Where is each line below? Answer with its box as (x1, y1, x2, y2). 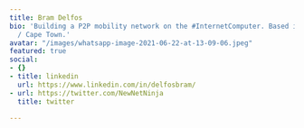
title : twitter (17, 96, 75, 106)
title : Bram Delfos (9, 13, 83, 23)
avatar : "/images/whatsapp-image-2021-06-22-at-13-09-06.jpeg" (9, 38, 253, 48)
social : (9, 55, 39, 64)
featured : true (9, 47, 67, 56)
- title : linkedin (9, 72, 79, 81)
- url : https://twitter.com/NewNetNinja (9, 88, 165, 97)
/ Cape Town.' (17, 30, 71, 39)
